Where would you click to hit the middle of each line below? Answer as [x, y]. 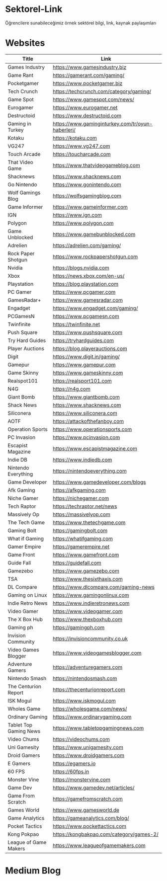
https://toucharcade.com [82, 154]
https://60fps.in [71, 771]
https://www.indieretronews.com [91, 603]
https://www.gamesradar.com [88, 300]
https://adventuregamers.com [88, 667]
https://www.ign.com [78, 215]
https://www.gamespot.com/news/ [93, 99]
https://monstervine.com [82, 780]
